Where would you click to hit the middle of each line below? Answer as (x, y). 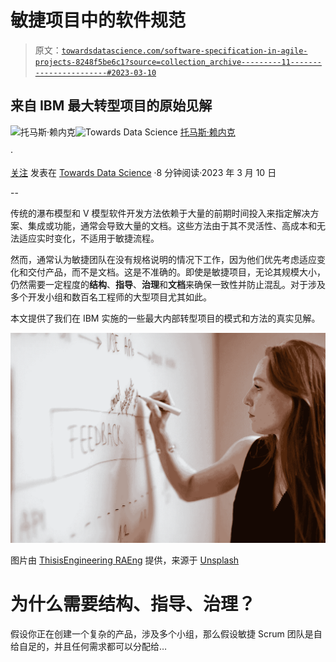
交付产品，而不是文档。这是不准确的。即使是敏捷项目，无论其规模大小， (176, 272)
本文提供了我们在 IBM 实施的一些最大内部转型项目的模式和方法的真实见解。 (165, 318)
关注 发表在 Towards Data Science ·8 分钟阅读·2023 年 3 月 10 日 (143, 172)
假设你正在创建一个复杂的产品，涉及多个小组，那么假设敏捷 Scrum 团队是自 (166, 633)
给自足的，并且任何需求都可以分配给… (89, 646)
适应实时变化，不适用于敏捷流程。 (89, 238)
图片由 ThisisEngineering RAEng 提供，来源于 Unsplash (125, 560)
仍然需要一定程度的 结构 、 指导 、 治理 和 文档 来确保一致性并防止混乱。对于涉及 (168, 284)
